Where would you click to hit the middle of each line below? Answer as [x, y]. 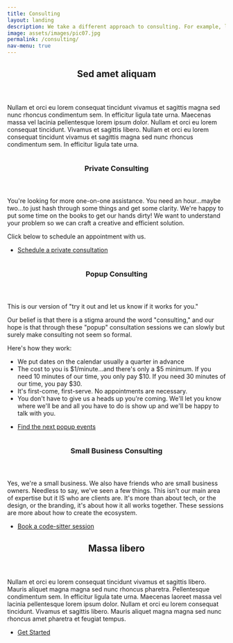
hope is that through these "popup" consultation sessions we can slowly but [116, 327]
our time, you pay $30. [50, 384]
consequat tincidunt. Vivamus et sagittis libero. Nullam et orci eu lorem [108, 130]
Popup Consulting [116, 274]
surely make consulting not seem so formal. [70, 335]
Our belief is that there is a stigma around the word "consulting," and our [111, 320]
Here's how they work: [40, 348]
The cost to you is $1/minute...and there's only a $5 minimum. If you [114, 369]
